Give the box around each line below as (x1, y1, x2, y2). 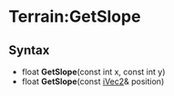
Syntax (8, 43, 50, 58)
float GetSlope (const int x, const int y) (21, 66, 166, 77)
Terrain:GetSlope (8, 6, 141, 27)
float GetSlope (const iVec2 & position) (21, 76, 165, 87)
